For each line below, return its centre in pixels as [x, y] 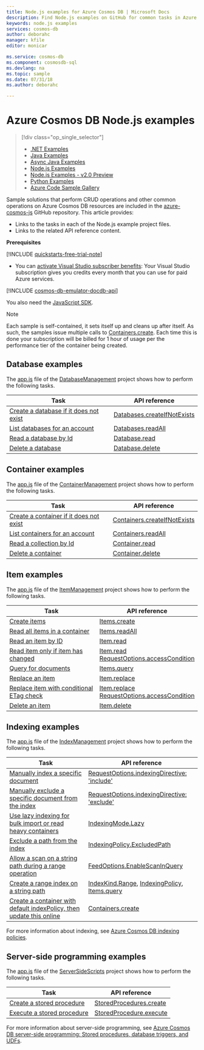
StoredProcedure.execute [131, 1013]
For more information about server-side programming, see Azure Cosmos [98, 1028]
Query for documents [40, 668]
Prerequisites [24, 242]
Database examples [45, 364]
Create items [28, 621]
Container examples [46, 469]
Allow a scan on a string [43, 859]
